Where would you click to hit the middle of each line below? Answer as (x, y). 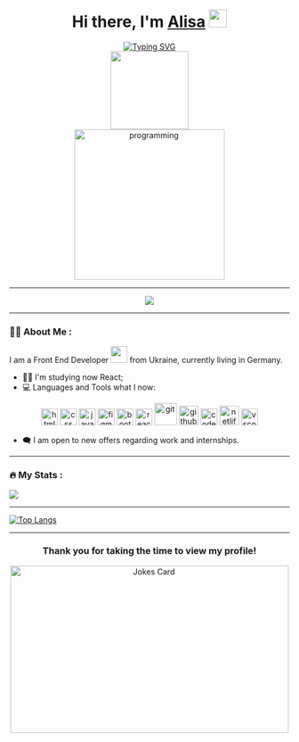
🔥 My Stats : (36, 475)
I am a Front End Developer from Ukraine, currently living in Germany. (146, 360)
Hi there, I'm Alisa (139, 22)
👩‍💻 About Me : (41, 332)
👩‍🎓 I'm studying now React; (73, 377)
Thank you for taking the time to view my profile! (149, 551)
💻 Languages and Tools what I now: (89, 387)
